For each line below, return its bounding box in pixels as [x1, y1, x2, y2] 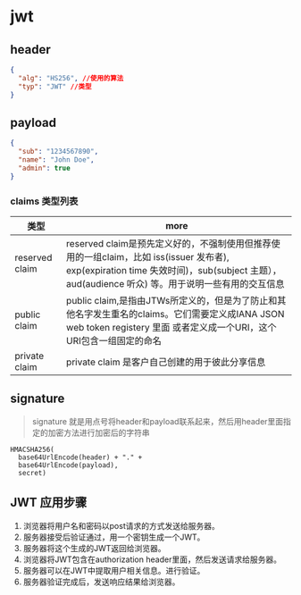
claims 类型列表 [10, 195, 79, 207]
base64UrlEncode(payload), [18, 460, 119, 470]
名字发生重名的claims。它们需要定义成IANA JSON [75, 307, 285, 320]
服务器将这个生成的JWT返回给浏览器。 [22, 542, 166, 553]
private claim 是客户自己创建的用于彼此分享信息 [66, 356, 266, 368]
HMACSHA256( [10, 445, 54, 454]
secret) [18, 468, 47, 477]
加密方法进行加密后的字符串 [47, 427, 150, 438]
